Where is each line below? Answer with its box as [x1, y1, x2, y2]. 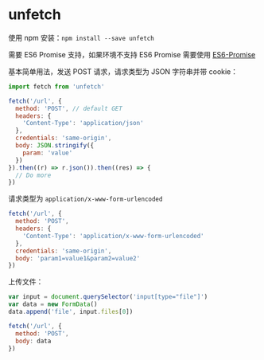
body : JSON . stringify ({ [15, 142, 94, 150]
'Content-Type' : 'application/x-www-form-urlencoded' [22, 232, 204, 240]
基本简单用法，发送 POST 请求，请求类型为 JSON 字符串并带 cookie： [8, 66, 239, 76]
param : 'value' [22, 149, 73, 157]
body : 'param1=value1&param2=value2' [15, 254, 141, 262]
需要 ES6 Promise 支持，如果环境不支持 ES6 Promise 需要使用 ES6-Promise [8, 49, 256, 59]
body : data [15, 337, 52, 345]
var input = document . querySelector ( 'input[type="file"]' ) [8, 293, 208, 301]
